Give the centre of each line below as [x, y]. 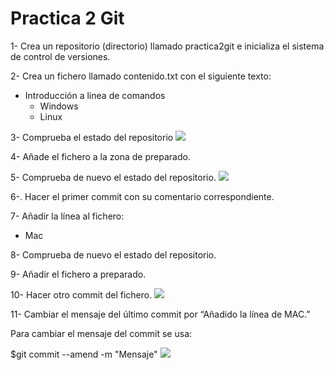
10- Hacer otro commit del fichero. [81, 294]
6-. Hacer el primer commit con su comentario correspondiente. [142, 196]
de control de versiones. [60, 56]
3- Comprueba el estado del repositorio [92, 137]
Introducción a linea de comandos [95, 95]
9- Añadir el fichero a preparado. [78, 274]
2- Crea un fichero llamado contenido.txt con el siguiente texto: [141, 76]
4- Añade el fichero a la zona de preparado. [100, 156]
